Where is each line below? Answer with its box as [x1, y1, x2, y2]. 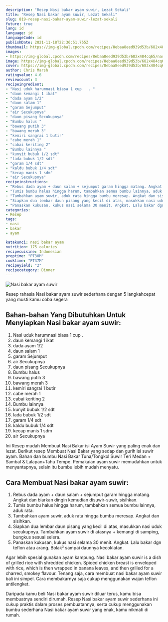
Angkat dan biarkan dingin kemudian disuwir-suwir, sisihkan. [12, 497, 138, 503]
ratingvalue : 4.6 [5, 73, 42, 78]
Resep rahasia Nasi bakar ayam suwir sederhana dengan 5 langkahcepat [5, 291, 156, 297]
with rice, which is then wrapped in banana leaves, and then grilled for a [5, 565, 154, 571]
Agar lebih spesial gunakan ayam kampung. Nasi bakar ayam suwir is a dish [5, 554, 162, 560]
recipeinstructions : [5, 180, 49, 185]
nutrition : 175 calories [5, 244, 57, 249]
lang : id [5, 26, 24, 31]
